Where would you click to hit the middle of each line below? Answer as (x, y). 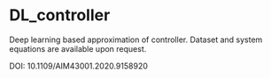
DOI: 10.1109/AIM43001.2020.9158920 (79, 66)
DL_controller (60, 15)
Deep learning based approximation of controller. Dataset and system (136, 39)
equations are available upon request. (78, 48)
